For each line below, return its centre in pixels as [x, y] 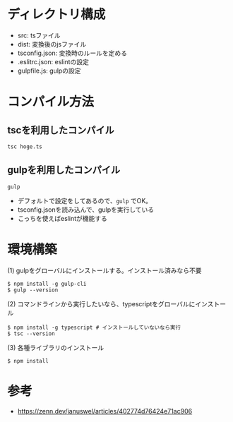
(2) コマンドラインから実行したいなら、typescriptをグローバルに [101, 303]
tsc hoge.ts [25, 146]
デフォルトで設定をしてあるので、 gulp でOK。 [85, 200]
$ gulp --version [33, 290]
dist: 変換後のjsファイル [52, 44]
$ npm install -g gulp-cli [47, 284]
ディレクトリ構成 [56, 14]
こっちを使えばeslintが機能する [62, 218]
